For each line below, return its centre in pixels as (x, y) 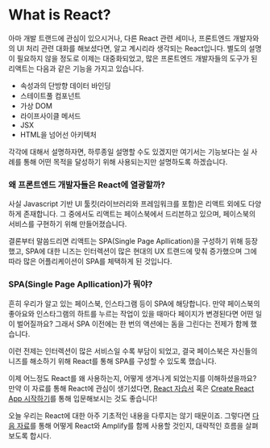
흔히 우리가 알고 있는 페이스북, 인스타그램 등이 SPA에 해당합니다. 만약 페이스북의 (134, 304)
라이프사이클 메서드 (50, 115)
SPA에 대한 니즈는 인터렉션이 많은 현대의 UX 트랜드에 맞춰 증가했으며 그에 (141, 251)
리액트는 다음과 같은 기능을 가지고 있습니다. (76, 68)
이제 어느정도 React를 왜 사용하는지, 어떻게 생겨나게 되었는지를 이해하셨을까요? (133, 378)
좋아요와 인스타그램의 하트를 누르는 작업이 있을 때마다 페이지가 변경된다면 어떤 (131, 313)
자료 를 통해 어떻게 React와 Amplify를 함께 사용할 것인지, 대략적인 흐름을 (130, 425)
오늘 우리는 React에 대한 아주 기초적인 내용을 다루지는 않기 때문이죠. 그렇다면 (130, 415)
